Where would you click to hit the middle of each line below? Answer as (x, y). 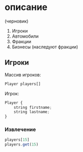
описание (26, 7)
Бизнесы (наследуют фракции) (45, 47)
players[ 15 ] (17, 140)
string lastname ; (32, 112)
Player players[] (23, 84)
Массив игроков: (23, 75)
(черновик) (16, 21)
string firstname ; (33, 107)
